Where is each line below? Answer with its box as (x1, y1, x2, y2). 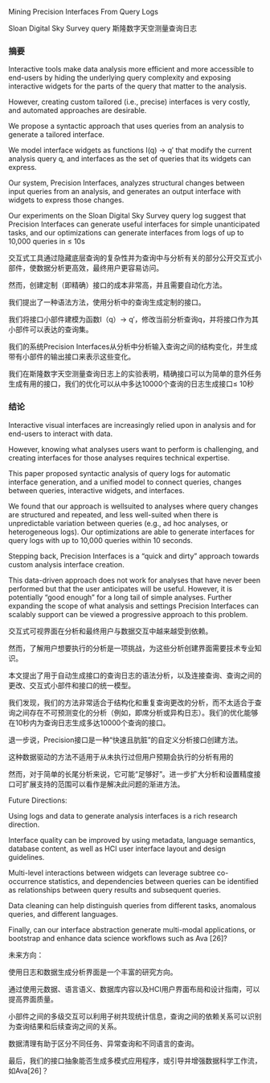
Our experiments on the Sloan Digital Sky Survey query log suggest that (8, 211, 247, 221)
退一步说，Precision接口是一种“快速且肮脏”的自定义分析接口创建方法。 (8, 735, 243, 745)
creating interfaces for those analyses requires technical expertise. (8, 453, 231, 463)
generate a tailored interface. (8, 130, 104, 139)
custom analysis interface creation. (8, 559, 125, 569)
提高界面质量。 (8, 994, 58, 1004)
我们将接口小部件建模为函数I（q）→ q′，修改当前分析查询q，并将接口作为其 (8, 314, 259, 325)
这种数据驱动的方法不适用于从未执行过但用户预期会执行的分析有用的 (8, 752, 234, 761)
